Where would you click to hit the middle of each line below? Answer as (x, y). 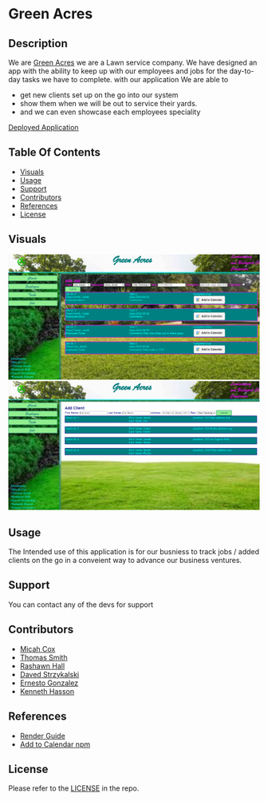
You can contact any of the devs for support (81, 605)
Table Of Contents (55, 153)
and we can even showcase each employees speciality (110, 112)
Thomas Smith (43, 657)
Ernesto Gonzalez (49, 683)
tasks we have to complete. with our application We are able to (126, 79)
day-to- (242, 71)
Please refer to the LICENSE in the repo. (74, 788)
